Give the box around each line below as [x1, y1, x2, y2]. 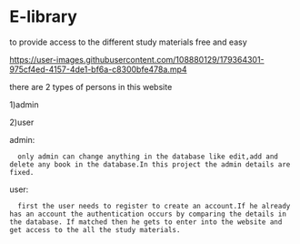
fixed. [9, 168, 35, 177]
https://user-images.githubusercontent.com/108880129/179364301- [9, 54, 265, 65]
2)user [9, 117, 35, 127]
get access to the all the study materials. [9, 225, 181, 234]
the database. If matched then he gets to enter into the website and [9, 217, 283, 227]
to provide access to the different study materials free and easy [9, 36, 247, 47]
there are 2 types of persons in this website [9, 81, 173, 92]
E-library [9, 6, 77, 27]
